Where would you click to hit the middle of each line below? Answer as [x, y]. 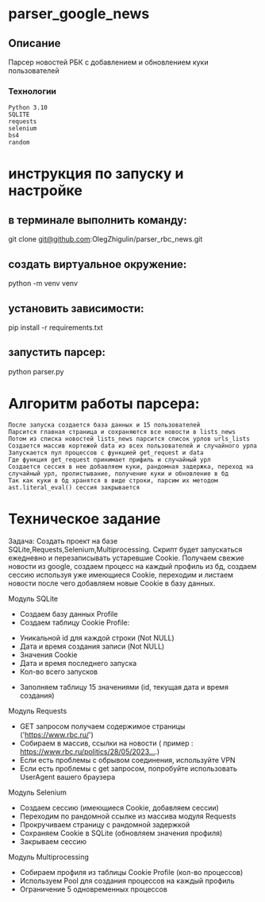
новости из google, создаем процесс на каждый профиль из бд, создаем [132, 566]
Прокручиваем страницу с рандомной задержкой [105, 824]
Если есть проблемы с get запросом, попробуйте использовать [129, 768]
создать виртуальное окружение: [98, 264]
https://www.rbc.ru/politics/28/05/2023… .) [90, 751]
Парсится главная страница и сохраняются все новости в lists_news [122, 432]
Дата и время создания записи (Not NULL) [92, 646]
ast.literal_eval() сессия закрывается [74, 487]
